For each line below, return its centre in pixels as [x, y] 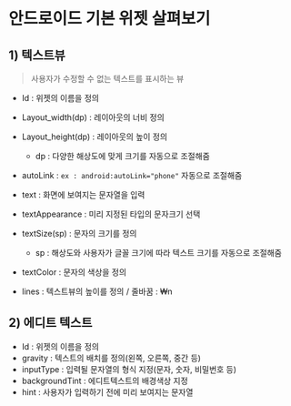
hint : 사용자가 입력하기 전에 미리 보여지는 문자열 [107, 391]
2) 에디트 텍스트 [50, 323]
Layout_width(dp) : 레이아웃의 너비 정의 [93, 117]
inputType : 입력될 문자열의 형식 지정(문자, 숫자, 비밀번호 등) [129, 369]
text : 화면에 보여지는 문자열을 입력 [83, 195]
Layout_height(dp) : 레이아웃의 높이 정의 [95, 137]
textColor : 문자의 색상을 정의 [74, 272]
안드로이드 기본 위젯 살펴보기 [110, 19]
